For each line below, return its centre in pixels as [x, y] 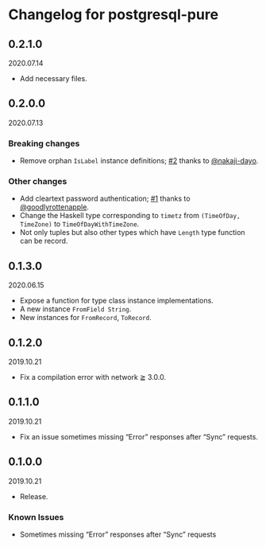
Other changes [38, 182]
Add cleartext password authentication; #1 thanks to [105, 199]
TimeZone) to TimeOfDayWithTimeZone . [79, 224]
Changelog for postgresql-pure [114, 15]
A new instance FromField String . [75, 309]
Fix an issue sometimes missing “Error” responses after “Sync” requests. [139, 436]
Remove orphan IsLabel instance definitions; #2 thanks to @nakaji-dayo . [139, 161]
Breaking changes [44, 143]
